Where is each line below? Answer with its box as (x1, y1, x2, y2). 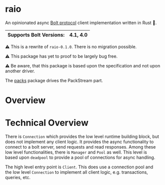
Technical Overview (5, 117, 89, 128)
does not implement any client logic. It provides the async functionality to (5, 139, 154, 145)
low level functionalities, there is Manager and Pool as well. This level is (5, 149, 147, 155)
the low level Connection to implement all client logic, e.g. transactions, (5, 169, 148, 175)
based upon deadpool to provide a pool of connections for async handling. (5, 154, 156, 160)
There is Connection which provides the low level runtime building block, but (5, 134, 159, 140)
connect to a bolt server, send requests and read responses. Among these (5, 144, 156, 150)
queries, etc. (5, 175, 31, 181)
